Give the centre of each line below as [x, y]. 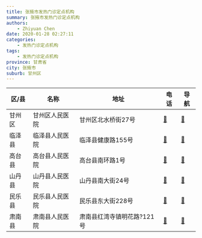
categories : [21, 40]
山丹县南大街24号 [104, 181]
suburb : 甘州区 [24, 73]
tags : [13, 51]
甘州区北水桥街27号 [107, 120]
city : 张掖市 [21, 68]
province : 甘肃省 [26, 62]
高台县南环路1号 [102, 160]
